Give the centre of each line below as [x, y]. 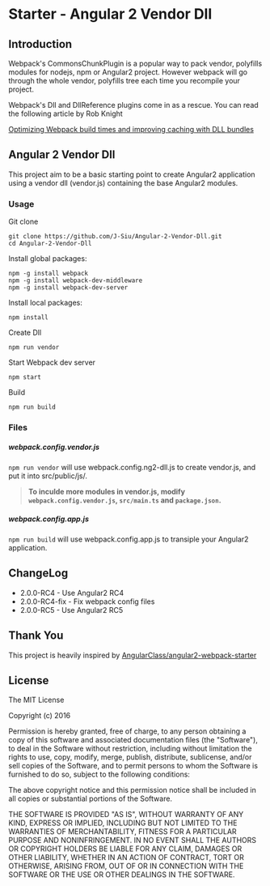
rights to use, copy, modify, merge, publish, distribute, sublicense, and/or [130, 757]
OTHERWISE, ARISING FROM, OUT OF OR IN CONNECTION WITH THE [126, 866]
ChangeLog [38, 574]
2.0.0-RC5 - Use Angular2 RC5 [72, 610]
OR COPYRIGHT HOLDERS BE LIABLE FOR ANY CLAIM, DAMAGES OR [125, 849]
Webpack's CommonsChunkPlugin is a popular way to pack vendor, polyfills [135, 63]
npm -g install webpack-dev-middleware [76, 280]
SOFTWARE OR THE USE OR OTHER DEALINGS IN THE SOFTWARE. [122, 875]
